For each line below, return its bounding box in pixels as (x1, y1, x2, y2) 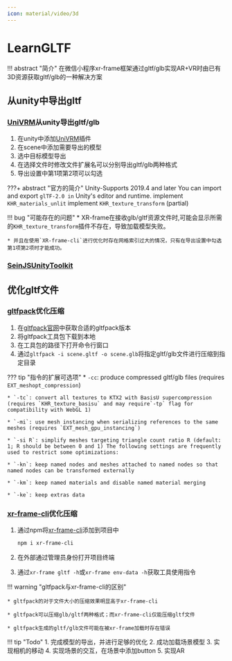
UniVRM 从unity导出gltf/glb (7, 117, 100, 127)
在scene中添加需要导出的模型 (17, 143, 102, 151)
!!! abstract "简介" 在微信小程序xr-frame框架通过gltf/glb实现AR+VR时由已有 (7, 64, 222, 72)
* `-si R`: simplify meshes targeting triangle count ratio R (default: (7, 437, 222, 444)
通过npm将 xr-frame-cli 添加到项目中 (17, 526, 119, 535)
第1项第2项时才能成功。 (7, 244, 66, 252)
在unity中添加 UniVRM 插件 (17, 135, 91, 143)
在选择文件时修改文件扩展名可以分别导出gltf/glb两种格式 (17, 160, 178, 169)
